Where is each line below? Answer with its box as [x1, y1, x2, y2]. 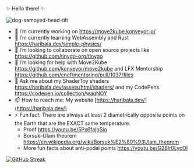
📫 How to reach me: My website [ [14, 96, 97, 103]
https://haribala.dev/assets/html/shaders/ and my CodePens [14, 84, 160, 90]
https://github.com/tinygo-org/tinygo [14, 52, 103, 60]
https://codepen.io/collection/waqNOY [14, 90, 108, 97]
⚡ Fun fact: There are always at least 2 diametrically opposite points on [14, 111, 185, 118]
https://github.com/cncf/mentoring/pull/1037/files [14, 71, 134, 78]
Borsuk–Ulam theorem [23, 132, 77, 139]
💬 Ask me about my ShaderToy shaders [14, 78, 110, 84]
